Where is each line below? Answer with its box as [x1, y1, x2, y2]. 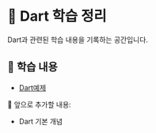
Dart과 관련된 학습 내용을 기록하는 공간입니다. [7, 35, 148, 44]
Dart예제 [18, 82, 47, 92]
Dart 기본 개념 [18, 116, 63, 126]
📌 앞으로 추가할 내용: [7, 100, 72, 109]
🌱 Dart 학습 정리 [7, 7, 107, 25]
